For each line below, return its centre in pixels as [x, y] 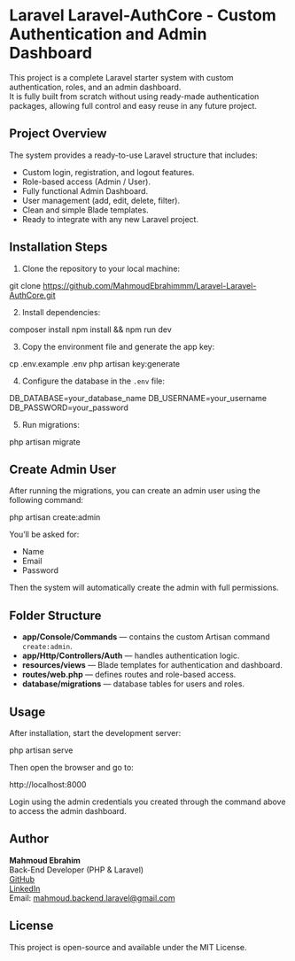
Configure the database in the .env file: [93, 381]
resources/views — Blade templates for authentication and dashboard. [152, 665]
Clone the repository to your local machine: [101, 268]
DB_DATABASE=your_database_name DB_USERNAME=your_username [138, 398]
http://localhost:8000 [48, 784]
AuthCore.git [32, 295]
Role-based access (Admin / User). [86, 182]
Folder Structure [55, 615]
